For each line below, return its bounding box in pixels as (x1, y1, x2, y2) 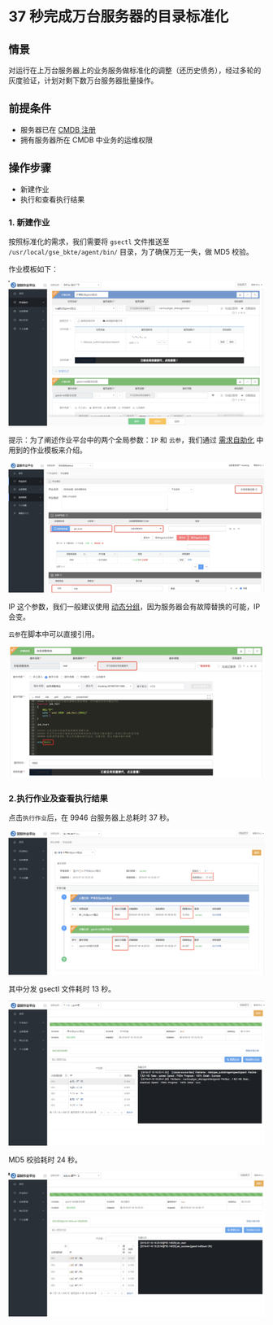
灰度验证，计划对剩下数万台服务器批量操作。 (8, 76, 158, 85)
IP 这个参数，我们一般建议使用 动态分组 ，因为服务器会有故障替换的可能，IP (8, 601, 261, 611)
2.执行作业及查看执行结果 (8, 793, 108, 804)
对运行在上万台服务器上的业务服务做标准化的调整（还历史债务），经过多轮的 (8, 66, 262, 75)
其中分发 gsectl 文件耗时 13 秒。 (8, 984, 116, 994)
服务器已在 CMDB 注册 (19, 124, 96, 134)
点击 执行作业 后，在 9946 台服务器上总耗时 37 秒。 (8, 813, 174, 822)
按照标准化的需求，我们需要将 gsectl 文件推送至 (8, 237, 170, 246)
